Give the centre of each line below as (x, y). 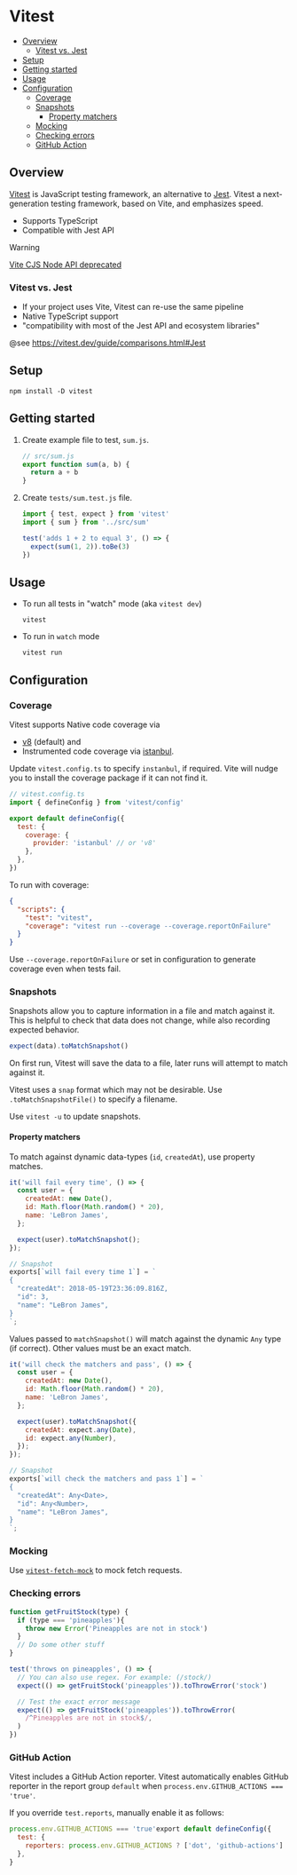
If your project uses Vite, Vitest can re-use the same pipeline (133, 307)
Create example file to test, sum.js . (85, 439)
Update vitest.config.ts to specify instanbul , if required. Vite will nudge (144, 769)
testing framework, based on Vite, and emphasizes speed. (157, 203)
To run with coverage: (49, 884)
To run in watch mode (61, 637)
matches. (26, 1166)
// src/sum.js (48, 456)
